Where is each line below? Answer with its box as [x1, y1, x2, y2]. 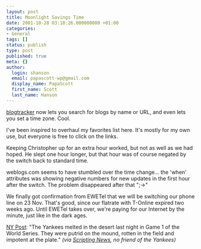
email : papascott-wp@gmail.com [11, 75, 90, 81]
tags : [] [6, 36, 28, 42]
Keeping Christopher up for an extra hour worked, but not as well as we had [6, 144, 193, 151]
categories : [6, 25, 36, 32]
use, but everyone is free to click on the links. [6, 133, 118, 140]
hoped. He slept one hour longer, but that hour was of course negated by [6, 150, 187, 158]
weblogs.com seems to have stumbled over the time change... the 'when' [6, 168, 187, 176]
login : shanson [11, 70, 50, 76]
